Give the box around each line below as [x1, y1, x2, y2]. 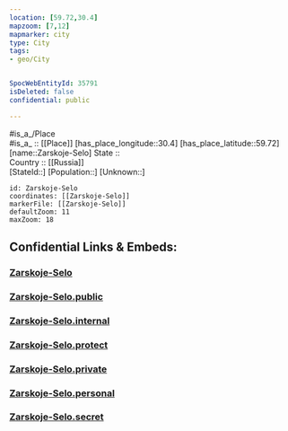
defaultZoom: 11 [9, 207, 70, 216]
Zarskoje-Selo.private [9, 363, 108, 375]
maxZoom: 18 [9, 215, 54, 224]
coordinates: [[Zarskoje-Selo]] [9, 191, 130, 200]
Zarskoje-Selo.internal [9, 314, 110, 327]
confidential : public [9, 95, 91, 104]
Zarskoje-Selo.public [9, 290, 103, 303]
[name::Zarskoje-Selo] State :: [9, 147, 120, 158]
